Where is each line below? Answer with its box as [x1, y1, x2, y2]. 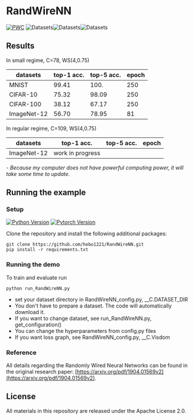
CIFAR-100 [9, 100, 41, 108]
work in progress [53, 149, 101, 157]
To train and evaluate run [6, 274, 67, 281]
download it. [14, 308, 46, 315]
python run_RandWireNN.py [6, 286, 70, 291]
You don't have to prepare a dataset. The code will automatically [14, 302, 172, 309]
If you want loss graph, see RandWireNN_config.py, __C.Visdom [14, 334, 170, 341]
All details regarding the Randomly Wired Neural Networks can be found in [6, 362, 188, 369]
